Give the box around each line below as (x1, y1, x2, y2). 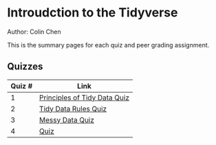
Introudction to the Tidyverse (7, 5, 178, 21)
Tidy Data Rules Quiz (39, 104, 107, 113)
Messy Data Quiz (39, 115, 95, 124)
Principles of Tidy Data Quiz (39, 93, 129, 102)
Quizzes (7, 60, 43, 73)
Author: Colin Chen (7, 27, 61, 36)
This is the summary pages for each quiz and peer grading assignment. (7, 41, 210, 49)
